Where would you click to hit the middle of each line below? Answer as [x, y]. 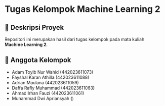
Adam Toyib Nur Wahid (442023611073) [52, 72]
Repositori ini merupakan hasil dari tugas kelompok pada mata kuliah [75, 39]
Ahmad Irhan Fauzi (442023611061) [48, 93]
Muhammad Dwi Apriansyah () [43, 98]
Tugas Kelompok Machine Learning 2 [82, 9]
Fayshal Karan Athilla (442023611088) [51, 77]
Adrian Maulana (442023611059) [45, 82]
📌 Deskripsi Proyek [34, 27]
